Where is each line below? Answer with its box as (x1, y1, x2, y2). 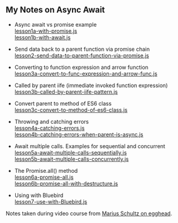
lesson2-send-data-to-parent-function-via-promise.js (14, 51, 150, 59)
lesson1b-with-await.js (14, 33, 71, 41)
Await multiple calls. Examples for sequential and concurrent (14, 142, 166, 150)
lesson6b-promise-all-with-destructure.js (14, 179, 119, 187)
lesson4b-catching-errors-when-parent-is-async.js (14, 131, 143, 138)
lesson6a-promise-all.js (14, 173, 74, 181)
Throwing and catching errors (14, 118, 89, 125)
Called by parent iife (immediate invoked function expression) (14, 82, 168, 89)
